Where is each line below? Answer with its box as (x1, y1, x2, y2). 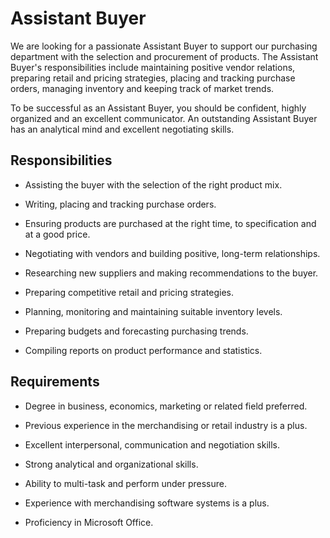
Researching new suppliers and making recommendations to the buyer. (24, 267, 319, 279)
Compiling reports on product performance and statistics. (24, 344, 263, 356)
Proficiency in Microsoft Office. (24, 516, 154, 528)
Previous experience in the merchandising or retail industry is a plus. (24, 419, 308, 431)
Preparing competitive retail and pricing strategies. (24, 286, 235, 298)
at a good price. (24, 228, 91, 240)
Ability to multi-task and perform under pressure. (24, 477, 227, 489)
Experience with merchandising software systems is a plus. (24, 497, 270, 509)
